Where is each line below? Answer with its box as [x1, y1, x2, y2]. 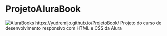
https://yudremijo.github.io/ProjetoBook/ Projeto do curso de [35, 20, 162, 26]
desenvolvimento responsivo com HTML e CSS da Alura [5, 25, 122, 31]
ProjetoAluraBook [5, 3, 81, 15]
